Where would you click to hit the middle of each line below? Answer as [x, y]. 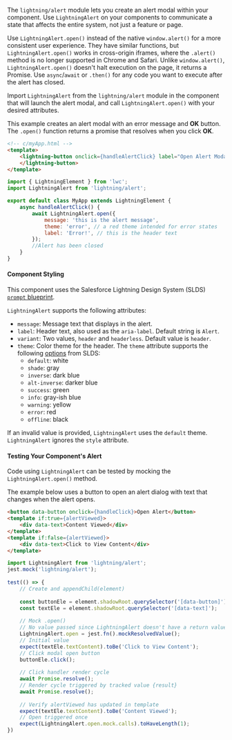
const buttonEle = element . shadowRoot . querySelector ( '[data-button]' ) [123, 602]
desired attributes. [33, 110]
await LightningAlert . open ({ [74, 214]
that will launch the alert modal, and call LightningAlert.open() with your [111, 103]
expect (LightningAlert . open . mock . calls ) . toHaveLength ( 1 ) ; [105, 724]
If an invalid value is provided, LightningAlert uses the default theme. [107, 433]
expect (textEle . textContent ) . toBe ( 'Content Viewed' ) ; [98, 711]
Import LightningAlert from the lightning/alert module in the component [113, 95]
